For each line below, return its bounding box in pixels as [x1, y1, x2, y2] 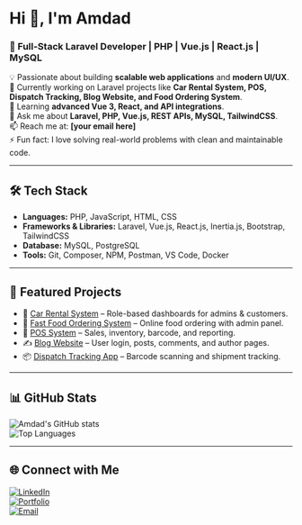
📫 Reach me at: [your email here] [9, 121, 137, 131]
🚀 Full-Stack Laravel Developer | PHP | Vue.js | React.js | [9, 41, 259, 53]
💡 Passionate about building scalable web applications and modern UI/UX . [9, 72, 289, 83]
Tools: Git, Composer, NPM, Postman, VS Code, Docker [22, 249, 229, 260]
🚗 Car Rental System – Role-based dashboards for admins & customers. [22, 308, 289, 319]
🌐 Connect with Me [9, 463, 120, 478]
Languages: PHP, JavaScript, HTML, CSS [22, 212, 177, 222]
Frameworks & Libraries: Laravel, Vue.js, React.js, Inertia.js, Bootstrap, [22, 221, 286, 232]
